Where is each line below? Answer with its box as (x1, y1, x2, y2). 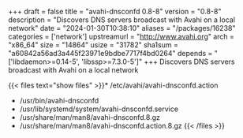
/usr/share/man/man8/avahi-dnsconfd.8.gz (19, 113, 160, 121)
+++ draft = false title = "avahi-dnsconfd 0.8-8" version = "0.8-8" (8, 7, 222, 16)
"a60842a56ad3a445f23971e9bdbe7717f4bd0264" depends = (8, 49, 213, 58)
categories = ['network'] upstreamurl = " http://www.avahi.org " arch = (8, 32, 235, 41)
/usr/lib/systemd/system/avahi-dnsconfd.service (19, 104, 179, 114)
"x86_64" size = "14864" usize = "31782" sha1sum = (8, 40, 179, 50)
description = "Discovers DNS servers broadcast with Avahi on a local (8, 15, 235, 24)
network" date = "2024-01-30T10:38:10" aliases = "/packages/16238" (8, 24, 236, 32)
